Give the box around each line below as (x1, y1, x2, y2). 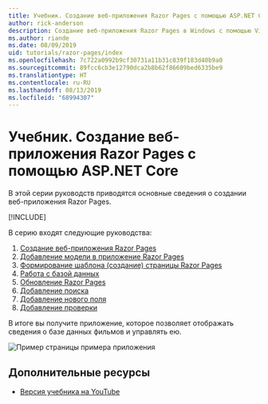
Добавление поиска (19, 286, 89, 296)
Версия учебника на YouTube (19, 387, 120, 396)
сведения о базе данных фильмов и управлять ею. (8, 327, 182, 337)
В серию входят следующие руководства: (8, 228, 152, 238)
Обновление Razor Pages (19, 278, 106, 287)
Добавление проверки (19, 303, 98, 313)
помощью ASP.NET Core (8, 162, 179, 180)
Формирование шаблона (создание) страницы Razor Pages (19, 261, 223, 270)
